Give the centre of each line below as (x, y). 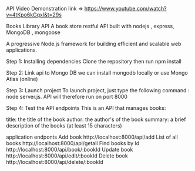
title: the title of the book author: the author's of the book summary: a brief (96, 119)
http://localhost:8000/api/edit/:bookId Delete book (67, 156)
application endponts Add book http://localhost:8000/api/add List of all (92, 137)
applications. (21, 50)
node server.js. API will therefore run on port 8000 (67, 97)
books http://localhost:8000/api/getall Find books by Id (73, 143)
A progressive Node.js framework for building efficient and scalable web (94, 44)
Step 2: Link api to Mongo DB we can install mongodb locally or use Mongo (97, 73)
